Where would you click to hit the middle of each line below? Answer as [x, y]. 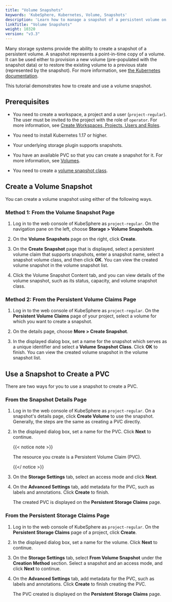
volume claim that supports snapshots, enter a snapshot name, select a [88, 254]
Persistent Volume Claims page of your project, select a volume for [84, 316]
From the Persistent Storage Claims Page [58, 516]
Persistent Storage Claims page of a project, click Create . [75, 532]
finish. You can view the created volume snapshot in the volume [80, 352]
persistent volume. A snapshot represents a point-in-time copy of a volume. [85, 54]
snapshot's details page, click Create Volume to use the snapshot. [83, 416]
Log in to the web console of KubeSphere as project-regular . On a [84, 411]
